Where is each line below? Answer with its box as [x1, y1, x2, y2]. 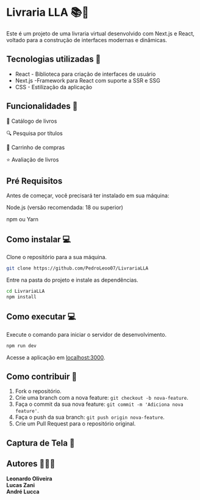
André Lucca [6, 488, 40, 495]
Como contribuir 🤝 [6, 371, 77, 381]
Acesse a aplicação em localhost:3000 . [6, 353, 105, 361]
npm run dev [6, 342, 37, 349]
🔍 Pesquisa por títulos [6, 130, 63, 137]
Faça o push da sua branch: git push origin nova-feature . [15, 414, 165, 421]
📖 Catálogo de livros [6, 117, 57, 125]
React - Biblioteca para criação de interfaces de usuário [15, 70, 156, 78]
